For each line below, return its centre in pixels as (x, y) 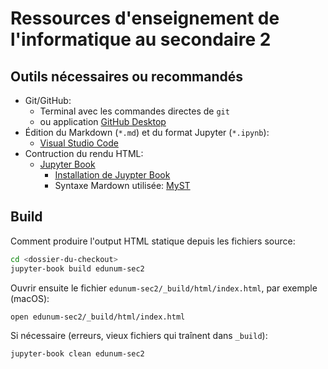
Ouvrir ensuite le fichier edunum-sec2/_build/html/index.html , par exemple (164, 288)
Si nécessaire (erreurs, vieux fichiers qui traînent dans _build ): (139, 336)
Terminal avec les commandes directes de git (134, 111)
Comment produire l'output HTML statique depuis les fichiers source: (153, 241)
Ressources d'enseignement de (145, 18)
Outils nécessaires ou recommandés (127, 76)
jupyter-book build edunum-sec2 (77, 268)
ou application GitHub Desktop (103, 121)
